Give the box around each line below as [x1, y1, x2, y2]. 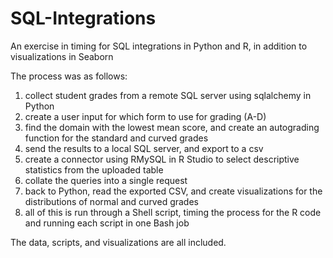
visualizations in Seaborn [10, 50, 114, 62]
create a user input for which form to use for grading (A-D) [24, 110, 267, 122]
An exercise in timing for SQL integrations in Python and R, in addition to [10, 40, 308, 52]
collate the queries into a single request [24, 174, 188, 186]
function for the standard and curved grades [24, 132, 209, 144]
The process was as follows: [10, 70, 128, 82]
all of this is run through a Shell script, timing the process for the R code [24, 206, 322, 218]
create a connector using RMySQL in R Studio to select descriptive [24, 153, 300, 165]
